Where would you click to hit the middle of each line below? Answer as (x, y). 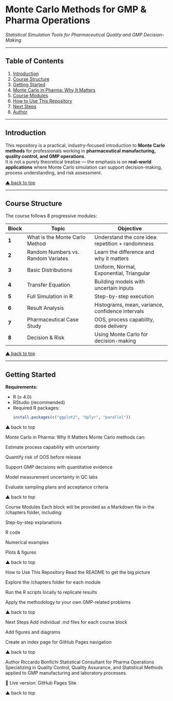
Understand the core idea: (126, 237)
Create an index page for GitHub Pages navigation (59, 642)
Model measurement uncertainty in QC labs (51, 477)
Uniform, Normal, (115, 267)
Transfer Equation (49, 285)
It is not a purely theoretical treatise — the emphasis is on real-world (79, 162)
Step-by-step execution (124, 296)
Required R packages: (36, 408)
